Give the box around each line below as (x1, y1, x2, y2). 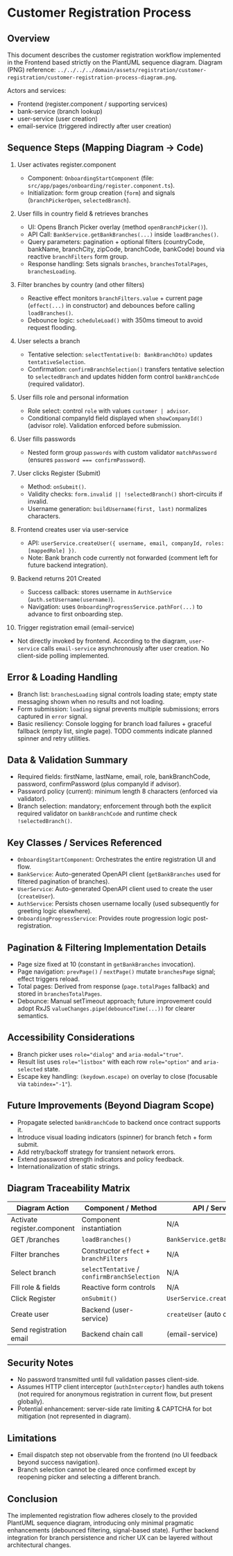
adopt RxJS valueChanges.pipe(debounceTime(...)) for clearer (17, 1004, 196, 1013)
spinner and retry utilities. (17, 734, 91, 743)
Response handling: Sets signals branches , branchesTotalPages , (27, 259, 208, 268)
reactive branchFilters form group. (27, 252, 129, 261)
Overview (7, 33, 51, 44)
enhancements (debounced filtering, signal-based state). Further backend (7, 1525, 219, 1534)
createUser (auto (166, 1309, 222, 1319)
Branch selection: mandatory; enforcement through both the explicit (17, 802, 212, 811)
